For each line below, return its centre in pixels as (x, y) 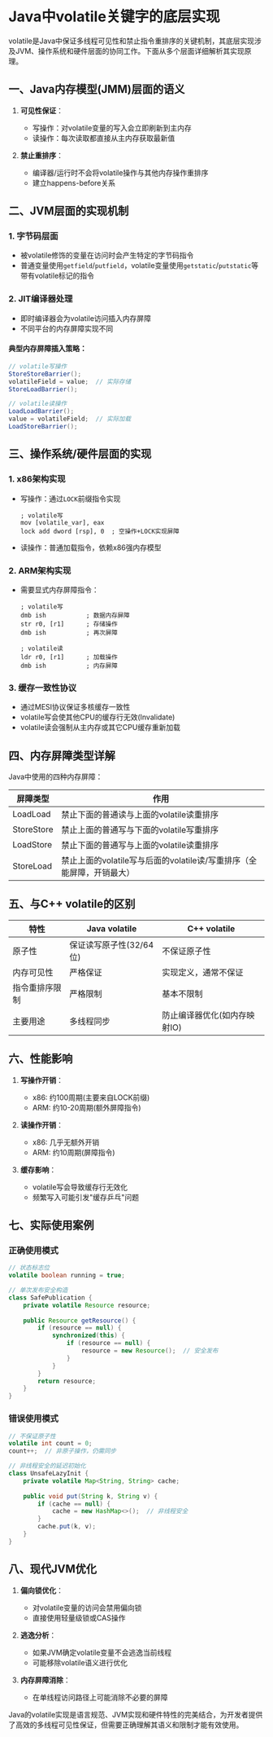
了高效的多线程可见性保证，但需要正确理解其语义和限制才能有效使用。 (126, 1725)
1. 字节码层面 (33, 236)
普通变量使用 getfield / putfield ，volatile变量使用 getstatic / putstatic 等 (139, 266)
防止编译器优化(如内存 (204, 1015)
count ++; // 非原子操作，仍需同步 (62, 1451)
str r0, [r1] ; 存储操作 (69, 624)
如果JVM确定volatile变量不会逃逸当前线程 (102, 1652)
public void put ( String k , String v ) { (91, 1496)
